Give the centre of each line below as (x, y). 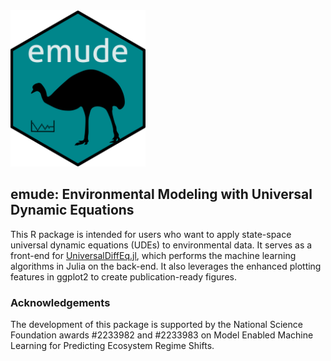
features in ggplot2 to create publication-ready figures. (123, 276)
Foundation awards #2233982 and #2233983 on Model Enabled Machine (162, 335)
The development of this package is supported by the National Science (156, 325)
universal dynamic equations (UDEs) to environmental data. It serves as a (161, 245)
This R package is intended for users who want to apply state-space (151, 234)
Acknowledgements (60, 302)
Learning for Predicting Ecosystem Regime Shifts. (112, 346)
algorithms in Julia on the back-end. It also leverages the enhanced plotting (166, 266)
